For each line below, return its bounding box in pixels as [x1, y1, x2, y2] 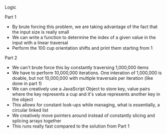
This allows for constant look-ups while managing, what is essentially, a [12, 102, 160, 107]
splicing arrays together [12, 118, 62, 123]
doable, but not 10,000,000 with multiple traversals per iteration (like [12, 75, 153, 81]
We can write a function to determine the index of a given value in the [12, 35, 156, 40]
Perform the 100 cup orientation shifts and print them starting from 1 [12, 45, 153, 51]
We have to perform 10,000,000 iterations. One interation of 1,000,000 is [12, 70, 162, 76]
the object [12, 96, 33, 102]
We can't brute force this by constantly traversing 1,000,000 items [12, 65, 149, 70]
